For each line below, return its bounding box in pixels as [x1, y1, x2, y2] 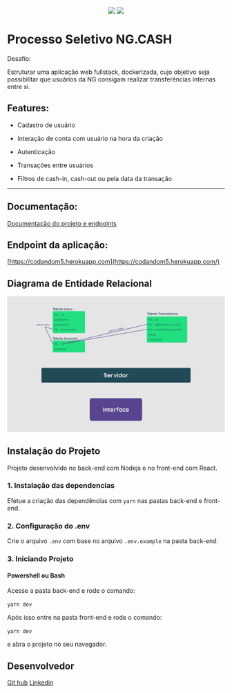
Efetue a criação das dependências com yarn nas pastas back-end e [7, 496, 202, 504]
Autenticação [17, 147, 55, 155]
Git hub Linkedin [7, 678, 54, 687]
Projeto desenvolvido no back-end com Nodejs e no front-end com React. [7, 464, 217, 472]
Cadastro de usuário [17, 121, 76, 129]
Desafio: [7, 54, 31, 62]
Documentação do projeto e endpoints [7, 219, 117, 227]
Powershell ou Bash [7, 571, 66, 580]
